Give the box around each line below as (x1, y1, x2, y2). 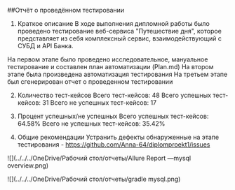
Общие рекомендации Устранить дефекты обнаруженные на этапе (17, 133, 220, 141)
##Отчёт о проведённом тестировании (7, 6, 125, 14)
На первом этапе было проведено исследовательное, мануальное (7, 55, 208, 64)
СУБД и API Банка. (17, 42, 74, 50)
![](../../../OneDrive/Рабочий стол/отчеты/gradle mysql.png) (7, 175, 181, 183)
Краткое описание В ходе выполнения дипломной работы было (17, 20, 210, 27)
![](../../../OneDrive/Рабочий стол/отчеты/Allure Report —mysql (7, 154, 192, 162)
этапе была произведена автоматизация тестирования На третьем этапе (7, 70, 228, 78)
